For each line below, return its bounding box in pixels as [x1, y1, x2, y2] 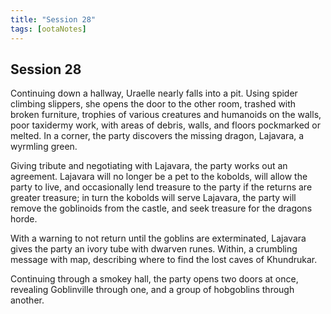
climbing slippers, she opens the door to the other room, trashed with [10, 98, 297, 110]
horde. [10, 213, 38, 225]
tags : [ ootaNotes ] [10, 24, 87, 34]
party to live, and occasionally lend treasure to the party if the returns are [10, 181, 313, 193]
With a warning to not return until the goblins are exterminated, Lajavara [10, 232, 307, 245]
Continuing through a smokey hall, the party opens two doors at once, [10, 273, 299, 285]
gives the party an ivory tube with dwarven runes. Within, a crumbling [10, 243, 298, 255]
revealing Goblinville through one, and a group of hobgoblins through [10, 284, 295, 296]
